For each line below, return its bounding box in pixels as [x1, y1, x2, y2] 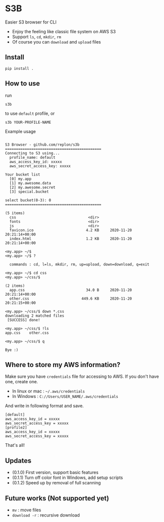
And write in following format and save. [5, 403, 84, 409]
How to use [5, 79, 40, 88]
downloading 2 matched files [5, 313, 64, 318]
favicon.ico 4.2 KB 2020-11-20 [9, 228, 132, 233]
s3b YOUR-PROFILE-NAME [5, 120, 51, 125]
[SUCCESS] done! [7, 317, 41, 323]
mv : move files [12, 507, 41, 513]
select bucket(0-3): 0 [5, 197, 51, 203]
